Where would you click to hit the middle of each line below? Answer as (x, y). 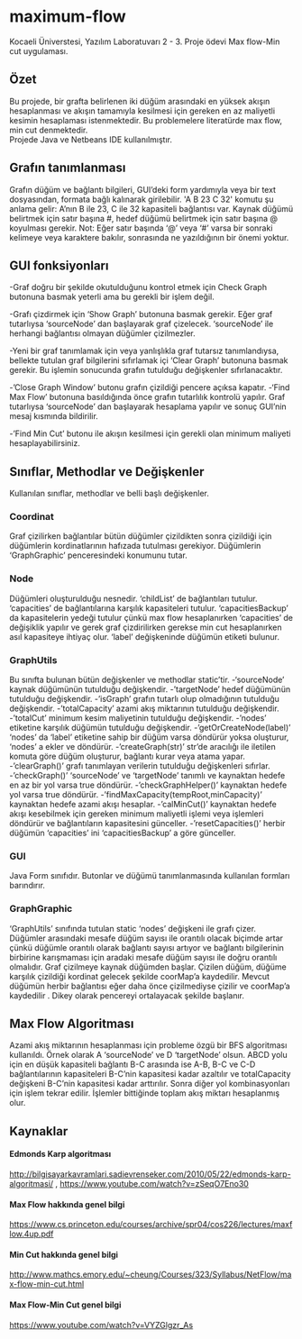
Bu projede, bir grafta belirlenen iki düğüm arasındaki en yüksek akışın (140, 101)
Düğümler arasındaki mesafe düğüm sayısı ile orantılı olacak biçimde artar (146, 938)
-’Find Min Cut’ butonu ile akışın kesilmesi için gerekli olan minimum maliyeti (150, 433)
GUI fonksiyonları (59, 265)
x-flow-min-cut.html (47, 1284)
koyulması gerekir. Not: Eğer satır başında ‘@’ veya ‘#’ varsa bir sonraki (141, 228)
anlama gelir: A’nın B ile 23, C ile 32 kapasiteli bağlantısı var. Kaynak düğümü (151, 208)
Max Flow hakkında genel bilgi (67, 1204)
